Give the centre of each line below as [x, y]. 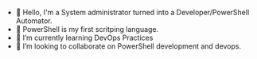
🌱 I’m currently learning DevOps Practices [84, 37]
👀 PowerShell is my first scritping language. [87, 29]
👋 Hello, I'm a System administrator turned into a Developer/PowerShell [132, 12]
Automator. [34, 21]
